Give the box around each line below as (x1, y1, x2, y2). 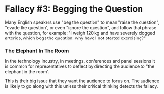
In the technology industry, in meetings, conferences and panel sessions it (5, 58, 155, 64)
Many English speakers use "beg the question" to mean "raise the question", (5, 19, 160, 25)
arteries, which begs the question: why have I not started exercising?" (5, 35, 146, 41)
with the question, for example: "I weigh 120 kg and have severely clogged (5, 30, 155, 36)
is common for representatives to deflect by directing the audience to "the (5, 63, 155, 69)
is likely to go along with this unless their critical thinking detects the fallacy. (5, 83, 158, 89)
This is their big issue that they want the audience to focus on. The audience (5, 78, 160, 84)
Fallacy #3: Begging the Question (5, 3, 143, 15)
